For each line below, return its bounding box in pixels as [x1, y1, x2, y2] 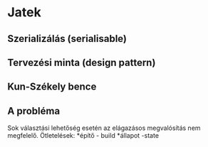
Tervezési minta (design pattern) [7, 56, 156, 68]
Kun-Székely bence [7, 81, 97, 93]
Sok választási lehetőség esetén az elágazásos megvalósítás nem [7, 124, 201, 132]
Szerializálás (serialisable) [7, 33, 127, 45]
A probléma [7, 104, 61, 117]
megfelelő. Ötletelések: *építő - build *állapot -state [7, 131, 159, 140]
